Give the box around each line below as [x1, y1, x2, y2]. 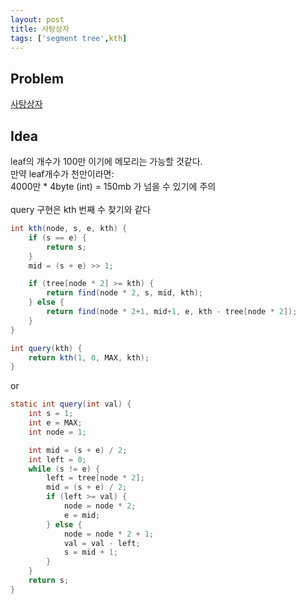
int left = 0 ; [28, 454, 87, 465]
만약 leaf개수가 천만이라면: [10, 168, 115, 180]
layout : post [10, 14, 65, 25]
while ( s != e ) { [28, 464, 101, 474]
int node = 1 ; [28, 427, 87, 437]
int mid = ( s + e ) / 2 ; [28, 445, 128, 455]
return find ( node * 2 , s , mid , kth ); [46, 288, 203, 298]
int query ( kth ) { [10, 343, 83, 353]
